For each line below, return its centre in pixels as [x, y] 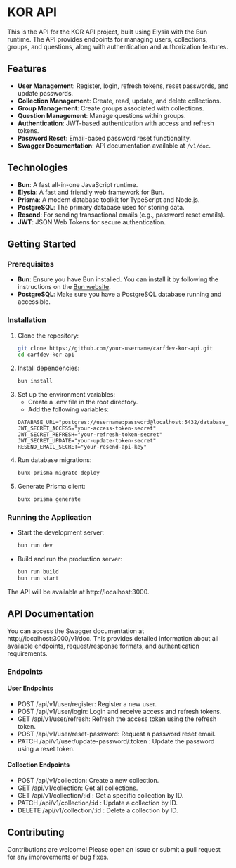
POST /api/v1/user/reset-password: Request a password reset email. [117, 734]
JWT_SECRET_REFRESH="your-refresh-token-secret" [90, 435]
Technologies [38, 168]
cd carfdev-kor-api [46, 355]
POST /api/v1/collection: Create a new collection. [88, 780]
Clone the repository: [48, 336]
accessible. [34, 302]
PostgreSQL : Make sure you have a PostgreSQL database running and [119, 294]
